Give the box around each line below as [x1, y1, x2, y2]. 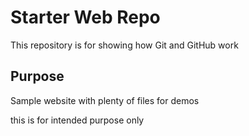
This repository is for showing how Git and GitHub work [10, 39, 239, 51]
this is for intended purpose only [10, 114, 145, 126]
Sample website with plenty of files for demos [10, 94, 200, 106]
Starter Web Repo [10, 6, 161, 29]
